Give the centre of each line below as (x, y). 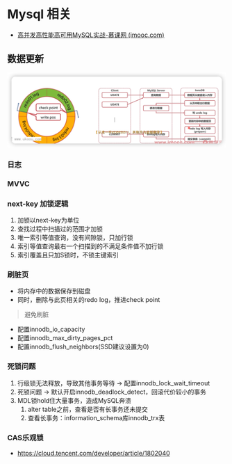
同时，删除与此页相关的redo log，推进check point (89, 300)
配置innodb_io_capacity (51, 329)
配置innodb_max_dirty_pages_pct (65, 338)
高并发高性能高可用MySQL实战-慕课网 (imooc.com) (91, 35)
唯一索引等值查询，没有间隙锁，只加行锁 (75, 238)
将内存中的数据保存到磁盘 (54, 291)
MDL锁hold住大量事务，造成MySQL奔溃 (74, 400)
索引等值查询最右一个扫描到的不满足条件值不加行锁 (90, 246)
